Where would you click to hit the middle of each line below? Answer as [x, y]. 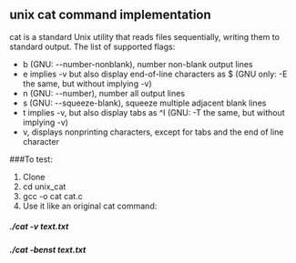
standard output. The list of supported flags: [92, 46]
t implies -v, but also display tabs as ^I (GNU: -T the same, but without [153, 112]
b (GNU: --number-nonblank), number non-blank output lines [138, 64]
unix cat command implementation [110, 15]
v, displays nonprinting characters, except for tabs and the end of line [153, 132]
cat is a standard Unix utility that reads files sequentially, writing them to [145, 36]
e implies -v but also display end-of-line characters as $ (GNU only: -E [155, 74]
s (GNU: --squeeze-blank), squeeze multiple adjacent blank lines [144, 103]
